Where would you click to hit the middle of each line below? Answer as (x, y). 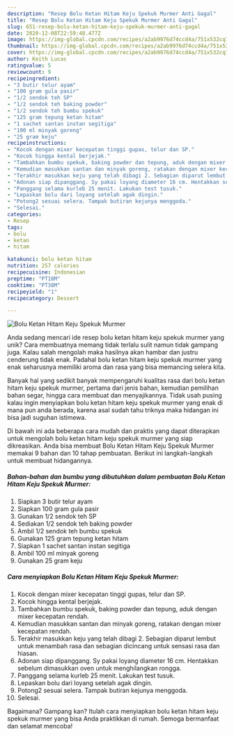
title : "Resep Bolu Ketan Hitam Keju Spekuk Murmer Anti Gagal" (102, 20)
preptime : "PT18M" (34, 279)
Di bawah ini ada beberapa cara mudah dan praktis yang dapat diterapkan (114, 431)
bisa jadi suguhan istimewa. (47, 418)
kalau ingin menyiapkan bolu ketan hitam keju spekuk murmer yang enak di (115, 403)
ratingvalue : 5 (29, 65)
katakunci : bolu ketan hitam (49, 259)
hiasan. (28, 653)
